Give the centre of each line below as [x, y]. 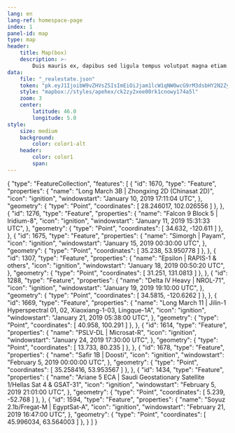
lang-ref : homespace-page [45, 20]
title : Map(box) [44, 53]
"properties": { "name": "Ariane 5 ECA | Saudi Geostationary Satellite [106, 377]
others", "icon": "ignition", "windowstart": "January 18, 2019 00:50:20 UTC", [116, 265]
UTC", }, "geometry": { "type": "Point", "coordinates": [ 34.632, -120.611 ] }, [115, 228]
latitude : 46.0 [55, 111]
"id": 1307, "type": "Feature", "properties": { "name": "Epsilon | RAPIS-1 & [112, 258]
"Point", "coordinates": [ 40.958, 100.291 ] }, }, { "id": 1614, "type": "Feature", [117, 325]
